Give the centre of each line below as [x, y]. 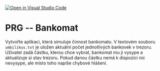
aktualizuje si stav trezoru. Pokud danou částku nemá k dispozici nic [75, 57]
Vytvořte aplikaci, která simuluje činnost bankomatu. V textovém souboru [80, 41]
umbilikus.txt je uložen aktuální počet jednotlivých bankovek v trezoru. [79, 47]
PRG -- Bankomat [42, 28]
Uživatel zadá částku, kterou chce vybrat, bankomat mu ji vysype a [74, 52]
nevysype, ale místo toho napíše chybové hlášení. [56, 63]
